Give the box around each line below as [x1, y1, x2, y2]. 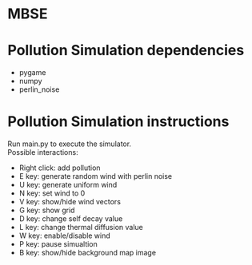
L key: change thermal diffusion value [18, 223, 143, 232]
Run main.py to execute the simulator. [7, 139, 132, 148]
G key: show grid [18, 205, 75, 216]
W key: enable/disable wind [18, 231, 111, 240]
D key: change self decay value [18, 214, 123, 223]
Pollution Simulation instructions [7, 113, 230, 131]
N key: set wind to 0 [18, 188, 86, 198]
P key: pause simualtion [18, 239, 98, 249]
